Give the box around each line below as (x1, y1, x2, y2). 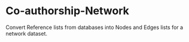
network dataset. (5, 30, 48, 37)
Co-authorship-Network (5, 4, 129, 18)
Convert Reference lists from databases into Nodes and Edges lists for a (5, 24, 184, 31)
